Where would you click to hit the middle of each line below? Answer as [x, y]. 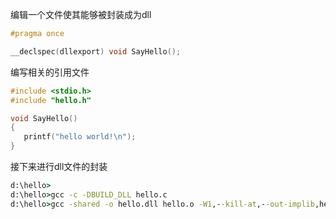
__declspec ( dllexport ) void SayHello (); [96, 51]
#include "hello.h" [51, 100]
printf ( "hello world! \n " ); [80, 137]
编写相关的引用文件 [50, 72]
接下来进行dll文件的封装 [59, 166]
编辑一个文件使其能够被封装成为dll [81, 14]
